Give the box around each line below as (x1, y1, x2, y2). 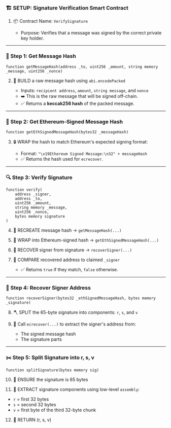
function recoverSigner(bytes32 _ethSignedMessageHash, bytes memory (6, 296, 156, 301)
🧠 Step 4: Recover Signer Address (6, 284, 91, 292)
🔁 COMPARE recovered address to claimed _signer (13, 257, 120, 263)
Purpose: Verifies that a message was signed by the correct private (20, 30, 162, 36)
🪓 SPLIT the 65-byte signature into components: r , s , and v (13, 309, 138, 315)
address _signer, (15, 192, 52, 197)
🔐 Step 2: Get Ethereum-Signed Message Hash (6, 118, 123, 125)
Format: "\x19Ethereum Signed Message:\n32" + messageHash (20, 150, 148, 156)
